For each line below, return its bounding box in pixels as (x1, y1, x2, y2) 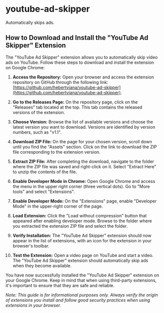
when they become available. (12, 262, 72, 269)
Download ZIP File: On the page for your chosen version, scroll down (12, 138, 152, 144)
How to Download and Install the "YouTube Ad (5, 34, 148, 42)
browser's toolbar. (12, 243, 49, 249)
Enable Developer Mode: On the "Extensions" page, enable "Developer (12, 198, 157, 204)
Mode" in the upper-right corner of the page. (12, 203, 103, 209)
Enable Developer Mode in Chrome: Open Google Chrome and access (12, 178, 156, 184)
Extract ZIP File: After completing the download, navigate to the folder (12, 158, 154, 164)
